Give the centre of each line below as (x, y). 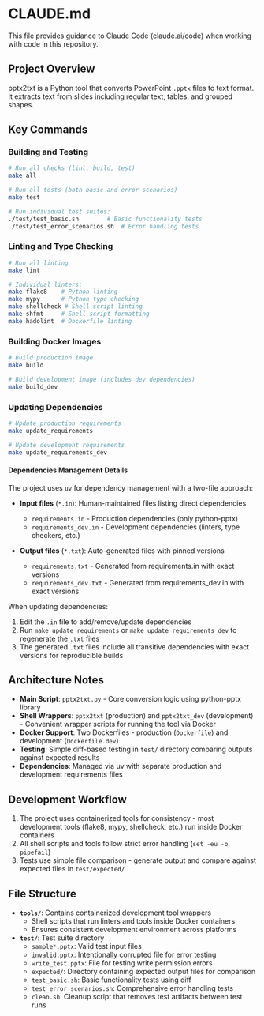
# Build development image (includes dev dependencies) (102, 379)
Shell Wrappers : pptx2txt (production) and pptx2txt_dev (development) (136, 716)
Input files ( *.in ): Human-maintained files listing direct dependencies (133, 503)
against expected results (59, 758)
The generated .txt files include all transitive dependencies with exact (134, 647)
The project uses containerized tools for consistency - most (117, 818)
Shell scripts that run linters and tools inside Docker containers (133, 921)
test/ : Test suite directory (62, 938)
